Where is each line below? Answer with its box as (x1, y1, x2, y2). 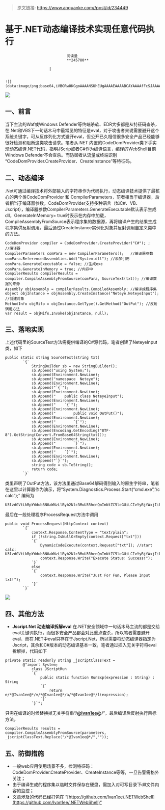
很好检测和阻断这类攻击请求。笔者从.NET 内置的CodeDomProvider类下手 (5, 139, 153, 145)
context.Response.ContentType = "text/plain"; (31, 530, 129, 535)
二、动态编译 (5, 174, 44, 182)
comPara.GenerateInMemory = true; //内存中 (5, 267, 93, 271)
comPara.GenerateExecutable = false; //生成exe (5, 261, 103, 267)
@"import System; (23, 662, 58, 667)
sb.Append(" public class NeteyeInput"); (31, 394, 124, 399)
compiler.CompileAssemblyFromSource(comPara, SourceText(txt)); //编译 (5, 276, 153, 281)
